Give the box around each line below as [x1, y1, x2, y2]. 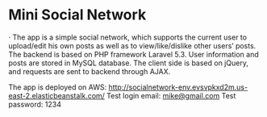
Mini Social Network [8, 6, 147, 24]
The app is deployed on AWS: [8, 82, 107, 92]
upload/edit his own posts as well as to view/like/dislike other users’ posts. [8, 40, 257, 50]
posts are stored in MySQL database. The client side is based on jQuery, [8, 58, 248, 68]
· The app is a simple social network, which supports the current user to [8, 32, 248, 42]
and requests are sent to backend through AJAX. [8, 66, 171, 76]
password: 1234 [8, 99, 62, 109]
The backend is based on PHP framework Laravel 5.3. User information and [8, 49, 260, 59]
